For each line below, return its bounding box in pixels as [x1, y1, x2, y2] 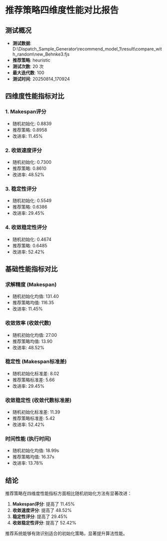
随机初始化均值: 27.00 [12, 332, 57, 338]
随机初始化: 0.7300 [12, 159, 52, 165]
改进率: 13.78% [12, 460, 43, 466]
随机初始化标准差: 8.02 [12, 370, 60, 376]
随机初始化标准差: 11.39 [12, 409, 61, 415]
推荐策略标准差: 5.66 [12, 376, 55, 383]
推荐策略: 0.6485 [12, 242, 47, 248]
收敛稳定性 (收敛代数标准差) [5, 396, 72, 403]
